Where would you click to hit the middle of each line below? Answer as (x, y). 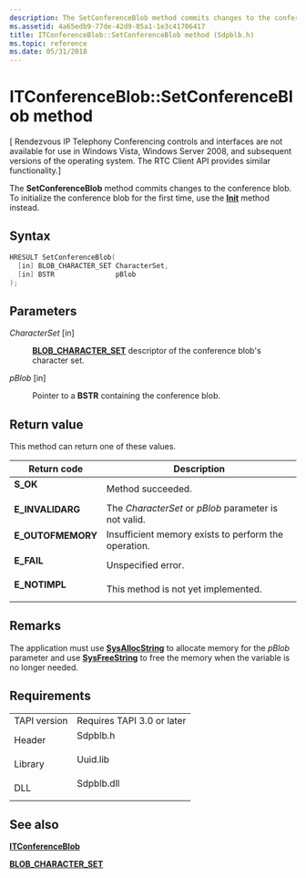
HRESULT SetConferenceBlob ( (63, 257)
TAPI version (41, 720)
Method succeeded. (149, 489)
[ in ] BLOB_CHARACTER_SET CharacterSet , (93, 265)
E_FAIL (29, 560)
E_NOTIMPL (40, 584)
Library (29, 764)
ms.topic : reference (49, 43)
